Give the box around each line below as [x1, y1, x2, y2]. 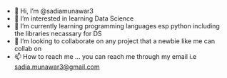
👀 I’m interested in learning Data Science [14, 14, 134, 23]
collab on [14, 45, 42, 52]
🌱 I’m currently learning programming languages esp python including [14, 22, 220, 30]
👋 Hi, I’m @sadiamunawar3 [14, 7, 94, 15]
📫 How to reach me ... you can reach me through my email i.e [14, 52, 197, 60]
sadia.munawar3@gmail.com [14, 62, 100, 71]
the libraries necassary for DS [14, 29, 102, 38]
